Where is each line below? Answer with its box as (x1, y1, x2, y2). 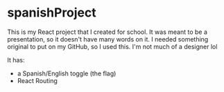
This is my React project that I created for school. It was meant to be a (7, 28, 208, 36)
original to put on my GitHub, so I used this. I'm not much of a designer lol (7, 42, 218, 50)
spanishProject (7, 5, 97, 21)
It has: (7, 55, 26, 64)
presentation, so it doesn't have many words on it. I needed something (7, 35, 209, 43)
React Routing (17, 76, 58, 84)
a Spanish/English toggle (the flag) (17, 69, 117, 77)
